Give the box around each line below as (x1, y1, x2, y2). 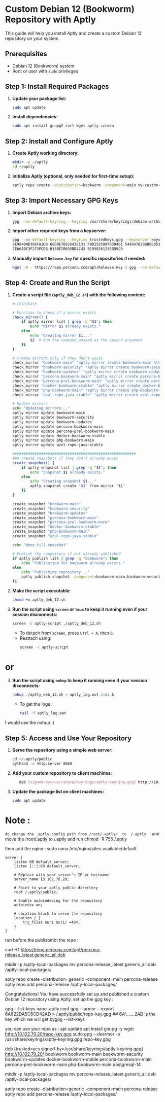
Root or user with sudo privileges (12, 68, 79, 74)
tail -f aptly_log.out (19, 711, 66, 716)
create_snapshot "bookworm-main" (12, 501, 81, 506)
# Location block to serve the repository (14, 911, 102, 916)
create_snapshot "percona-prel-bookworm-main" (12, 520, 110, 525)
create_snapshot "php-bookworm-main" (12, 529, 90, 534)
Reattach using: (19, 635, 52, 641)
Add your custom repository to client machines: (12, 770, 112, 776)
